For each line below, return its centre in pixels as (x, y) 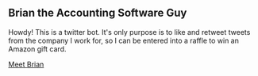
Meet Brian (26, 64)
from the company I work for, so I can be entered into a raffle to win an (124, 40)
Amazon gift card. (37, 49)
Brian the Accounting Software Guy (98, 13)
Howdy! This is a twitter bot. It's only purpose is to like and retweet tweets (129, 32)
